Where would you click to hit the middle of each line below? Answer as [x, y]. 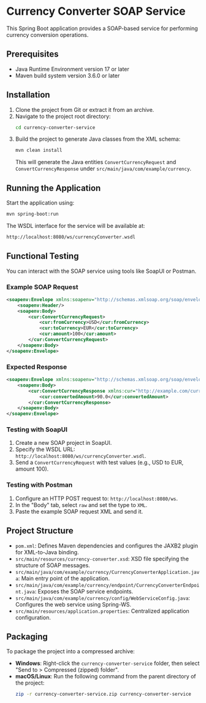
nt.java [25, 592]
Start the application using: [40, 203]
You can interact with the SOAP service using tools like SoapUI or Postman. [101, 271]
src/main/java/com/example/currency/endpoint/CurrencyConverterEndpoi [107, 585]
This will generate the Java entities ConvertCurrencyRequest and [96, 162]
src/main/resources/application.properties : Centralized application [102, 611]
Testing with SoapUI [37, 430]
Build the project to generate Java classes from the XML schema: [98, 139]
